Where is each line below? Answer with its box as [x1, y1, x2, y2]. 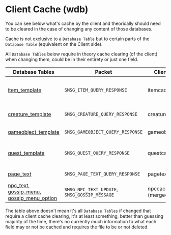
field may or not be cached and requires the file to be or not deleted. [5, 224, 149, 230]
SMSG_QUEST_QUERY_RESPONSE [64, 150, 130, 156]
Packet [95, 68, 112, 75]
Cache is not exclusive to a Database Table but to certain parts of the [5, 36, 150, 42]
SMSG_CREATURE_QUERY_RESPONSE [64, 111, 138, 117]
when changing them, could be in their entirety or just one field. [5, 56, 138, 62]
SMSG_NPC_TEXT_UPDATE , [64, 186, 118, 193]
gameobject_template [8, 128, 60, 135]
